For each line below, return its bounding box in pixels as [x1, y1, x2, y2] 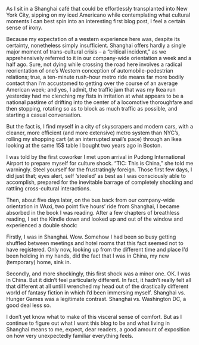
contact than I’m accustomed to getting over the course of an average [6, 80, 178, 87]
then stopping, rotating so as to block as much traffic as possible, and [6, 105, 178, 112]
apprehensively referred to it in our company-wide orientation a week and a [6, 55, 192, 61]
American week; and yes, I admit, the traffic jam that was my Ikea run [6, 86, 176, 93]
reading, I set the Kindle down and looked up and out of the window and [6, 215, 184, 222]
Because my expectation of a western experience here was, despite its [6, 36, 181, 42]
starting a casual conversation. [6, 111, 82, 118]
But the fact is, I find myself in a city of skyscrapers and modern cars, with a [6, 123, 194, 130]
